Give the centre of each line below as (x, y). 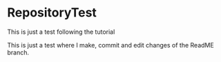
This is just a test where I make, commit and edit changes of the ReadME (110, 45)
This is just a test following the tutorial (61, 32)
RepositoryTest (52, 13)
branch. (18, 52)
